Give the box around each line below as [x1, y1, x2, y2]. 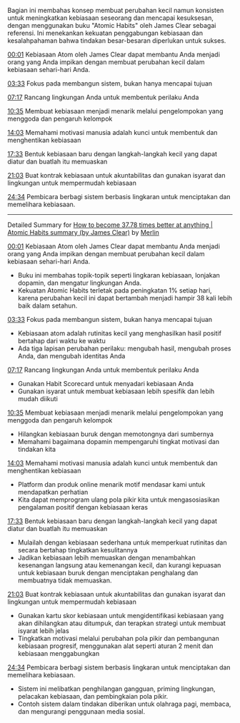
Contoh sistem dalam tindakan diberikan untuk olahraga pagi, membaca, [17, 699, 231, 708]
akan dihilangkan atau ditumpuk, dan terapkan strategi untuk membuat [17, 619, 226, 627]
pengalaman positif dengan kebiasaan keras [17, 503, 149, 511]
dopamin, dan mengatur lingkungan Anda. [17, 278, 142, 287]
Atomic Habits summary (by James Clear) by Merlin [7, 228, 159, 236]
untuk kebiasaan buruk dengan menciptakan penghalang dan [17, 569, 199, 577]
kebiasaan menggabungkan [17, 649, 100, 657]
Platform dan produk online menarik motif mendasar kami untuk [17, 480, 206, 488]
